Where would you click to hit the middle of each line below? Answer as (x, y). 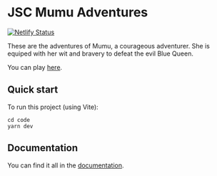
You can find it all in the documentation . (66, 165)
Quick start (33, 90)
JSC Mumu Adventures (78, 12)
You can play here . (35, 67)
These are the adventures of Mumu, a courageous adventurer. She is (109, 46)
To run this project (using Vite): (53, 107)
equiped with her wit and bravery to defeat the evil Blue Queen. (101, 53)
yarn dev (20, 126)
